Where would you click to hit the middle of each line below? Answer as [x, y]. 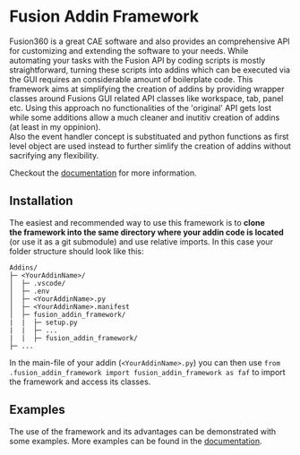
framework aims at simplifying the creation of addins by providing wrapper [147, 89]
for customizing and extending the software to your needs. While [129, 50]
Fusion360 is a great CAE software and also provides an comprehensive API [150, 41]
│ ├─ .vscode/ [38, 283]
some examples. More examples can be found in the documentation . [136, 441]
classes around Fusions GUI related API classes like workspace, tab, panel [146, 98]
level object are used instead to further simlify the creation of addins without [150, 146]
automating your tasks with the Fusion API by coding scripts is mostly [137, 60]
